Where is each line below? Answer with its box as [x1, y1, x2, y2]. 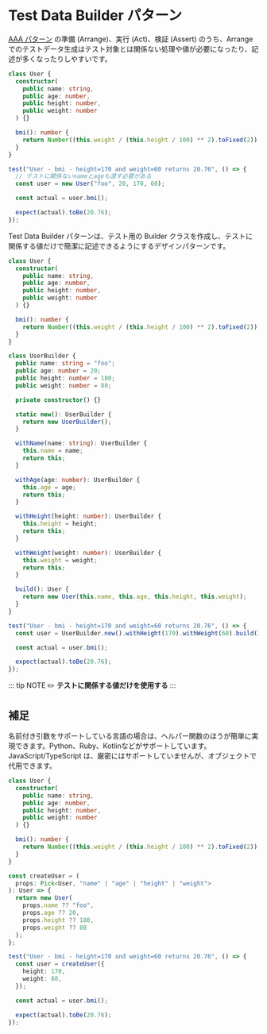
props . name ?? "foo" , [22, 901, 94, 909]
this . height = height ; [22, 520, 98, 528]
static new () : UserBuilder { [15, 410, 112, 419]
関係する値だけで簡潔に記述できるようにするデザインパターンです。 [8, 241, 230, 250]
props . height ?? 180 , [22, 916, 94, 924]
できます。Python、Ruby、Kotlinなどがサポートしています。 [14, 741, 211, 750]
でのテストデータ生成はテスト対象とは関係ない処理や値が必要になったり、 [8, 44, 252, 53]
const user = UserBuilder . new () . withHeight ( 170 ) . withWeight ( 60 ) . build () [15, 629, 261, 637]
